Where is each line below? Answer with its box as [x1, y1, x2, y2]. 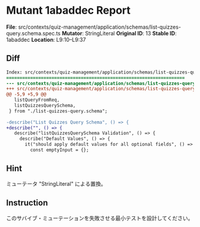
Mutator [61, 29, 83, 36]
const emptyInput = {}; [30, 147, 89, 153]
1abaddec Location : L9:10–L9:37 [6, 36, 86, 43]
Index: [6, 69, 23, 75]
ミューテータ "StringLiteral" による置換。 [6, 180, 107, 187]
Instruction [6, 198, 48, 208]
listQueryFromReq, [14, 97, 60, 103]
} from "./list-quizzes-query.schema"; [8, 108, 108, 114]
